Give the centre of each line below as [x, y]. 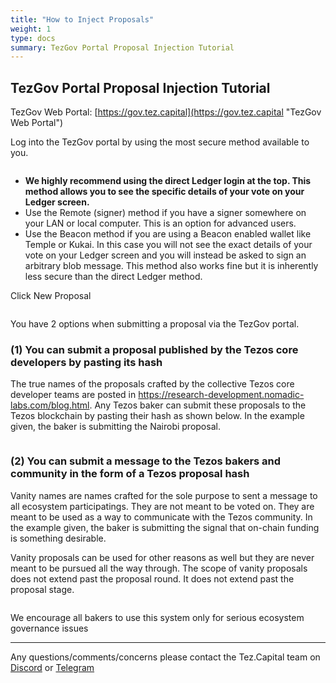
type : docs [33, 38]
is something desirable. [58, 538]
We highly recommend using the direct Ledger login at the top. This [168, 181]
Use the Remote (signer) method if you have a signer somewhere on [165, 213]
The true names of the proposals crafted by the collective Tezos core [152, 384]
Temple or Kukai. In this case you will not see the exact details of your [168, 245]
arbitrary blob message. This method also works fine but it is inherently [171, 266]
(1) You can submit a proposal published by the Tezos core [154, 349]
